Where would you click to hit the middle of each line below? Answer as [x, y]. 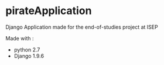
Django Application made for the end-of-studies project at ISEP [82, 27]
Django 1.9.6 [29, 56]
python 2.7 [27, 49]
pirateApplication [49, 11]
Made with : [20, 38]
